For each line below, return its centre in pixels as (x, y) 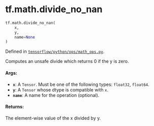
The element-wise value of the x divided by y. (53, 118)
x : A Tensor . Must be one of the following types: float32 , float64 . (81, 84)
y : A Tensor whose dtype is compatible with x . (60, 89)
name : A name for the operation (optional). (56, 95)
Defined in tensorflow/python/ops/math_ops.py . (55, 51)
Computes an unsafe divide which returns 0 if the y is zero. (67, 61)
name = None (25, 37)
